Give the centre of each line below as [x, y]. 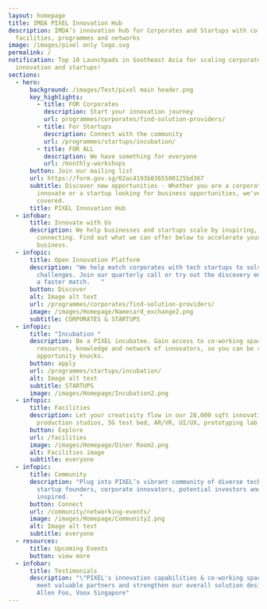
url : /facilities [58, 437]
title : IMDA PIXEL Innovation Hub [66, 23]
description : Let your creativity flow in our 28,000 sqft [129, 416]
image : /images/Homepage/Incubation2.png [99, 393]
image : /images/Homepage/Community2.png [97, 519]
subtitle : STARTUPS [61, 386]
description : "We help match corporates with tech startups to [136, 267]
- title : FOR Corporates [78, 104]
